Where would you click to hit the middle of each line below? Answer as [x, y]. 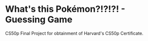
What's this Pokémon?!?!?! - [65, 9]
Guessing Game [39, 20]
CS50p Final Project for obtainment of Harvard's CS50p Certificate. [74, 33]
